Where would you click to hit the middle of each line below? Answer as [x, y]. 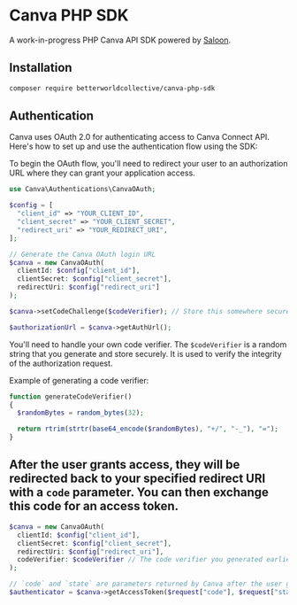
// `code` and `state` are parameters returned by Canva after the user [146, 584]
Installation [41, 68]
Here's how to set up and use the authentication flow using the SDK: [133, 146]
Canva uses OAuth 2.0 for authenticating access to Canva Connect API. [139, 137]
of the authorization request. [61, 363]
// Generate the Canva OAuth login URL [83, 254]
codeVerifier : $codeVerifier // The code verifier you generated [140, 560]
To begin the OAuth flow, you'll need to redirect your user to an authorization [148, 164]
